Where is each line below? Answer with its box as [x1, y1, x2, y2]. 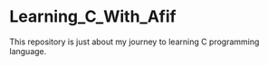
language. [9, 45, 47, 56]
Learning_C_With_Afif [9, 6, 177, 27]
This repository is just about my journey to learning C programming [9, 36, 260, 47]
